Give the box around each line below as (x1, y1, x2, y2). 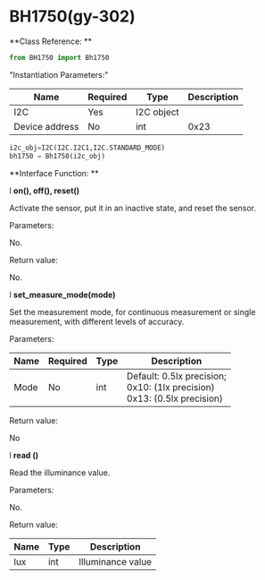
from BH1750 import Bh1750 (9, 53, 110, 62)
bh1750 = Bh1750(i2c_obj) (9, 151, 105, 160)
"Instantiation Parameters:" (9, 69, 109, 80)
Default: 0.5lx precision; (126, 370, 227, 382)
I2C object (135, 106, 180, 118)
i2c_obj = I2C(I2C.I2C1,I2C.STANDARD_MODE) (9, 143, 166, 152)
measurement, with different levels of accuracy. (9, 316, 185, 327)
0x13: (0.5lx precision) (126, 392, 223, 405)
